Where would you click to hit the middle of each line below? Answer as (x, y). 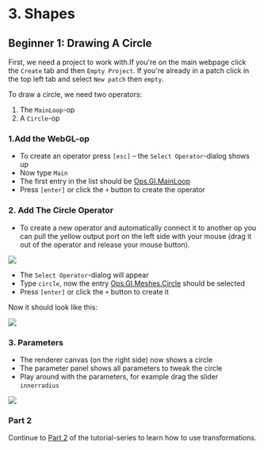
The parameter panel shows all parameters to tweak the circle (121, 368)
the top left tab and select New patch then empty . (86, 79)
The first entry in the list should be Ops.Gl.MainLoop (105, 181)
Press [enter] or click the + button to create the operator (113, 190)
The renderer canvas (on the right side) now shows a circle (116, 360)
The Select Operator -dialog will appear (84, 275)
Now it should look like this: (53, 307)
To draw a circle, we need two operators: (75, 94)
